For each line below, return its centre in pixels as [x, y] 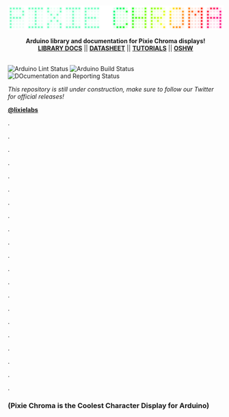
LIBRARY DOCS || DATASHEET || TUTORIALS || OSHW [116, 48]
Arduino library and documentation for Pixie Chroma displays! [116, 41]
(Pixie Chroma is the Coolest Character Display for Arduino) [109, 405]
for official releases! [36, 96]
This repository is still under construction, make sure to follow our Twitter [111, 89]
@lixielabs [23, 109]
